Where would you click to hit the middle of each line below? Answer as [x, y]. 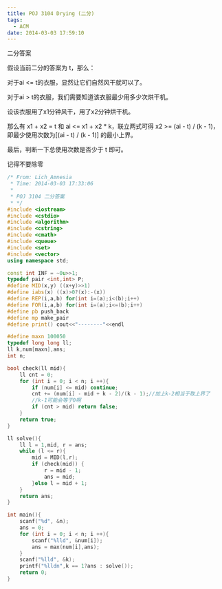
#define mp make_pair [38, 318]
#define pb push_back [38, 311]
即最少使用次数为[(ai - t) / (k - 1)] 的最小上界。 [72, 135]
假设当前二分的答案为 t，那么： [51, 68]
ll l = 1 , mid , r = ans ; [54, 445]
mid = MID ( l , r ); [55, 458]
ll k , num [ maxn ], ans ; [37, 350]
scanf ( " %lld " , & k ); [47, 560]
